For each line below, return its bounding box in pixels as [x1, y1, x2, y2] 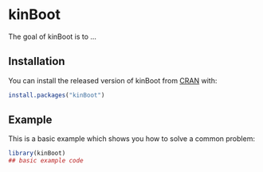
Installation [8, 55, 65, 68]
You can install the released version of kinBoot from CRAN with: [8, 75, 218, 85]
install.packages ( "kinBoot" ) [8, 91, 105, 99]
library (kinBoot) [8, 149, 66, 158]
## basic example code [8, 157, 84, 165]
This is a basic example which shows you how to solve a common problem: [8, 134, 255, 143]
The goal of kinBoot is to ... [8, 32, 97, 41]
